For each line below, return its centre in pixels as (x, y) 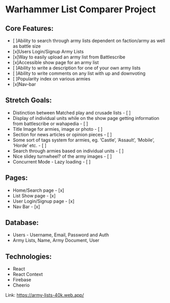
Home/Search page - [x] (38, 190)
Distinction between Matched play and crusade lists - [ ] (72, 113)
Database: (22, 223)
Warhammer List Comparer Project (81, 9)
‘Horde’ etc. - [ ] (30, 145)
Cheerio (21, 285)
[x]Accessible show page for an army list (56, 62)
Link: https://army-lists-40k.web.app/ (45, 295)
